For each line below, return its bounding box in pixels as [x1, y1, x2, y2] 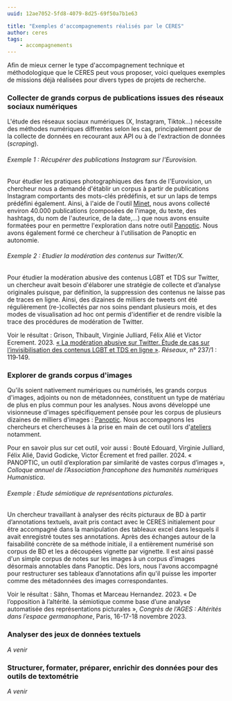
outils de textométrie [7, 671, 79, 681]
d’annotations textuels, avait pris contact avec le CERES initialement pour [7, 518, 216, 526]
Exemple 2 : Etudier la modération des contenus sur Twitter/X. [7, 252, 185, 260]
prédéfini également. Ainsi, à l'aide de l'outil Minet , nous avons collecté [7, 199, 211, 207]
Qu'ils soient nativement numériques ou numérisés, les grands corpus [7, 386, 207, 395]
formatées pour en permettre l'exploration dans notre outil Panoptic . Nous [7, 221, 218, 230]
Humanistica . [7, 473, 46, 482]
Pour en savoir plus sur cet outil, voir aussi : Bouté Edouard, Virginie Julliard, [7, 444, 225, 452]
